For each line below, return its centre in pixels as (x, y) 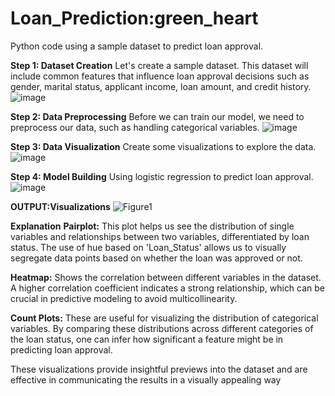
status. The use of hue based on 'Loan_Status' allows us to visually (148, 247)
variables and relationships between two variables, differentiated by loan (160, 236)
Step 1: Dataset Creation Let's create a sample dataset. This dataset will (159, 65)
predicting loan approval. (61, 349)
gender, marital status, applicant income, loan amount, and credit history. (161, 86)
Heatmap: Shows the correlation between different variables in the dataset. (166, 277)
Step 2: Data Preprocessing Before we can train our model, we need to (157, 116)
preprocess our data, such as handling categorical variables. (135, 127)
